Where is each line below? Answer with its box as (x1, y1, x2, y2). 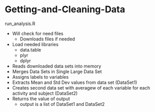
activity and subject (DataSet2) (12, 90, 78, 96)
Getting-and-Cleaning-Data (5, 4, 126, 15)
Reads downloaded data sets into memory (12, 63, 102, 69)
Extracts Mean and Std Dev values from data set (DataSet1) (12, 79, 138, 85)
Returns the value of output (12, 96, 70, 102)
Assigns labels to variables (12, 74, 69, 80)
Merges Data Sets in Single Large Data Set (12, 68, 102, 75)
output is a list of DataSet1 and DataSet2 (19, 101, 105, 107)
